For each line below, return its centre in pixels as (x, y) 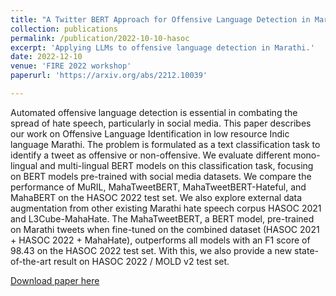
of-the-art (31, 261)
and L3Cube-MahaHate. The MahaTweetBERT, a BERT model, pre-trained (162, 218)
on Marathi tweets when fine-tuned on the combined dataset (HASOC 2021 (165, 229)
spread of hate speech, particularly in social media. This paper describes (161, 123)
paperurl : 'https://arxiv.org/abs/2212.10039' (109, 76)
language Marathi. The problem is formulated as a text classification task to (165, 144)
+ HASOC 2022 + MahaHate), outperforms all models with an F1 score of (160, 240)
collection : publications (64, 29)
